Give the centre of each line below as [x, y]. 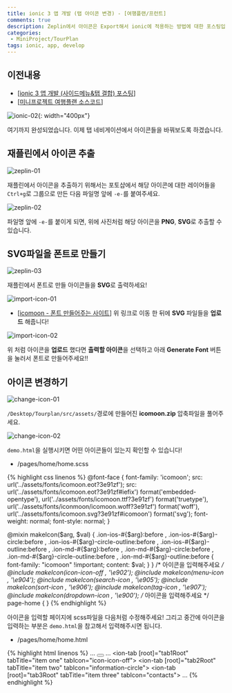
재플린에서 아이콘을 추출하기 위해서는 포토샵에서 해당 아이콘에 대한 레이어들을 [112, 185]
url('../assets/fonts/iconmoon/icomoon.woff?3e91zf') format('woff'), [104, 507]
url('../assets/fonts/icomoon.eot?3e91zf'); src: [72, 485]
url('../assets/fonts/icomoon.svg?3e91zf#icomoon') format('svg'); [100, 514]
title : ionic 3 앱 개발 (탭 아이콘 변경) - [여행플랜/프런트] [87, 13]
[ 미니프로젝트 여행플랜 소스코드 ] [60, 101]
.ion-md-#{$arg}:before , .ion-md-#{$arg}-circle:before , [133, 550]
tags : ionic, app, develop [46, 46]
